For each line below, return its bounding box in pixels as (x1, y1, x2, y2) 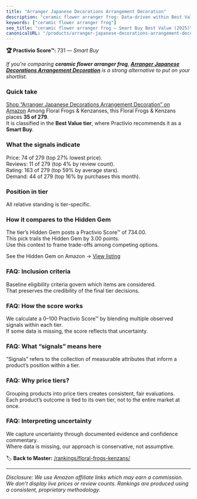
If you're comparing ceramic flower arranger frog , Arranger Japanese (6, 61, 180, 68)
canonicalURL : (6, 31, 41, 36)
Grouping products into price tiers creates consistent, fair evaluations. (6, 390, 175, 397)
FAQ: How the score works (6, 302, 83, 310)
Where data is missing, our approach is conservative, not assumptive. (6, 443, 175, 450)
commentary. (6, 436, 38, 444)
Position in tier (6, 187, 48, 196)
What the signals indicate (6, 140, 80, 149)
